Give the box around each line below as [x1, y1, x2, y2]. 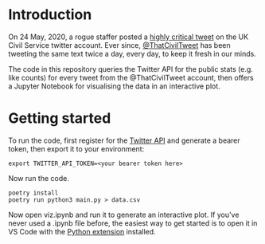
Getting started [8, 109, 111, 128]
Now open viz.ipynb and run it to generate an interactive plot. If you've [8, 210, 240, 219]
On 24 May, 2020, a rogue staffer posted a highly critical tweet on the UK [8, 32, 249, 41]
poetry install [8, 189, 59, 197]
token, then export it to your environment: [8, 144, 145, 153]
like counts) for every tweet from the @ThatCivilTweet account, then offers [8, 73, 254, 82]
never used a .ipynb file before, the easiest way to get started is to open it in [8, 218, 258, 228]
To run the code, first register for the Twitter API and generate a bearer [8, 136, 240, 145]
